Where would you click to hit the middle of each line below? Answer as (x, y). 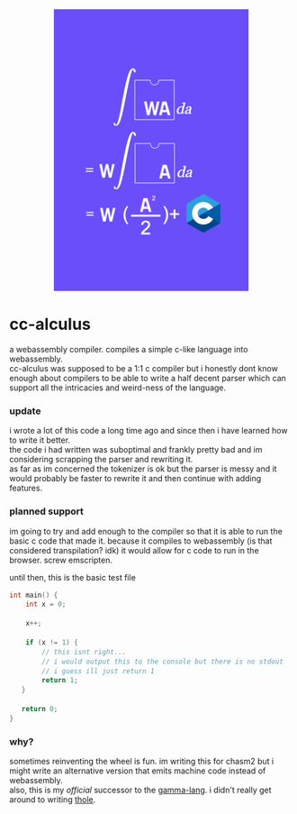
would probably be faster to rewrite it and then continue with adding (135, 479)
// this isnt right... (84, 652)
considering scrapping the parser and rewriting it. (101, 460)
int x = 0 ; (46, 604)
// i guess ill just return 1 (98, 671)
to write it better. (40, 440)
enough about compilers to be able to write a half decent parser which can (148, 378)
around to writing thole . (53, 800)
